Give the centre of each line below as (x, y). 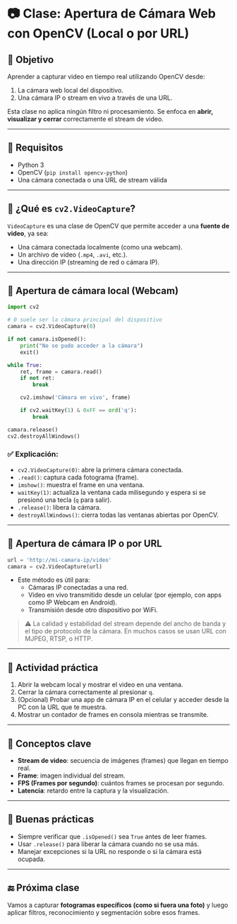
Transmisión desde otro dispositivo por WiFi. (93, 610)
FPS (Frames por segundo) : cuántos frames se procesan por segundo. (121, 783)
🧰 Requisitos (35, 148)
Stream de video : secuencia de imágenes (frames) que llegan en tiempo (123, 761)
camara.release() (33, 429)
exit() (30, 352)
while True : (25, 365)
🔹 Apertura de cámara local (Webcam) (93, 291)
